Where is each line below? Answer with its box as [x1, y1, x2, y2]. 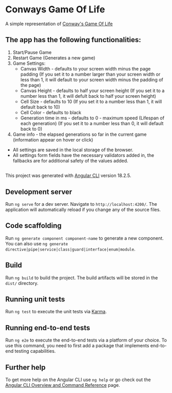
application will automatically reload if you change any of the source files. [5, 206, 161, 212]
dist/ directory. [5, 280, 39, 286]
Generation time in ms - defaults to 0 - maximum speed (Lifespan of [20, 115, 165, 121]
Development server [5, 187, 72, 196]
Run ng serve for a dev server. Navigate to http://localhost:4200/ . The [5, 201, 158, 207]
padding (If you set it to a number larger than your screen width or [20, 71, 161, 77]
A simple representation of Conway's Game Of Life [5, 21, 113, 27]
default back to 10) [20, 104, 61, 110]
